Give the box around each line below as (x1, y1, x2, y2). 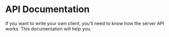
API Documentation (5, 4, 90, 15)
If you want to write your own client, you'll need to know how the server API (5, 20, 164, 26)
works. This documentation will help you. (5, 25, 92, 31)
